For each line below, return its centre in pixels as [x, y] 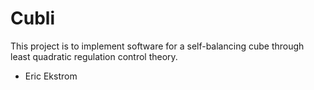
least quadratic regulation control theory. [94, 56]
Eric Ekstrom [51, 76]
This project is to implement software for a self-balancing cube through [157, 46]
